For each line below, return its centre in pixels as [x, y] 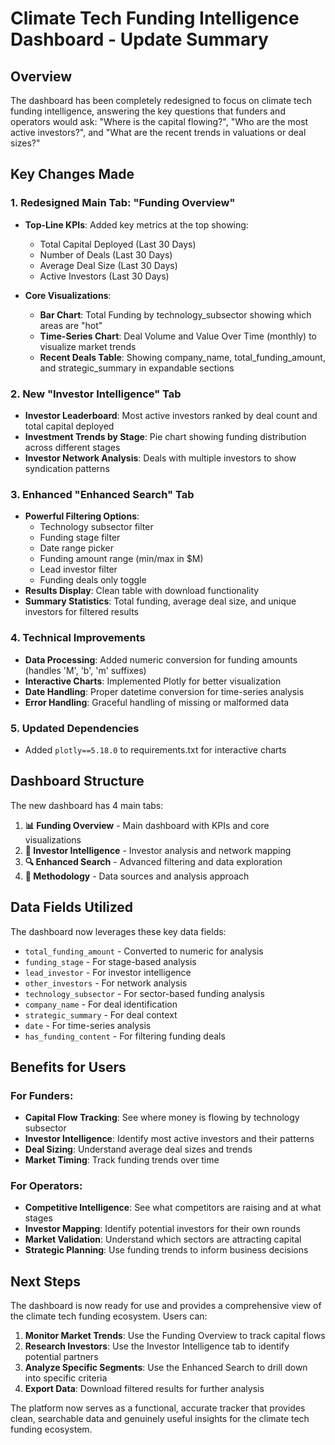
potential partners [61, 1357]
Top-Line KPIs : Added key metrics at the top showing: [136, 224]
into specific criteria [66, 1378]
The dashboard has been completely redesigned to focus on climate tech [161, 100]
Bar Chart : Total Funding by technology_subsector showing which [175, 314]
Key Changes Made [72, 174]
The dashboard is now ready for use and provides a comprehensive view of [166, 1306]
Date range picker [76, 548]
